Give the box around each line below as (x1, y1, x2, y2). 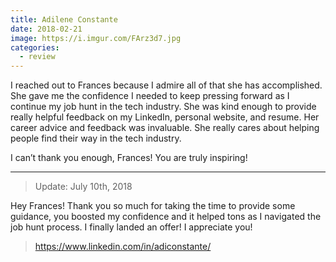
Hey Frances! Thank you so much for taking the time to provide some (10, 200, 296, 212)
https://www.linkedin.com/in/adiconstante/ (34, 241, 212, 253)
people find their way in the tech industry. (10, 132, 182, 145)
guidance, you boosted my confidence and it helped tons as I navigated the (10, 211, 322, 223)
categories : (10, 42, 60, 53)
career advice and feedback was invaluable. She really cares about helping (10, 122, 320, 134)
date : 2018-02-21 (10, 24, 83, 34)
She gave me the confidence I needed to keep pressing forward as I (10, 90, 290, 102)
